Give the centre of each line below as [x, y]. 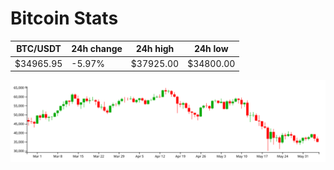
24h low [211, 49]
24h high [155, 49]
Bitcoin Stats [64, 18]
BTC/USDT [39, 49]
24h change [97, 49]
